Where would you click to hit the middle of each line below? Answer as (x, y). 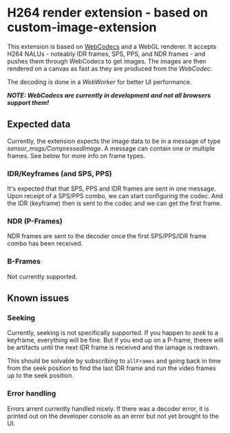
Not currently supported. (42, 276)
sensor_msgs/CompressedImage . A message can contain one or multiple (111, 148)
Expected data (39, 125)
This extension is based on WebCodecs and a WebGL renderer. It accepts (112, 46)
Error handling (32, 394)
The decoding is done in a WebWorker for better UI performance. (100, 81)
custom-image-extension (82, 27)
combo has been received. (45, 244)
